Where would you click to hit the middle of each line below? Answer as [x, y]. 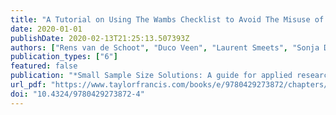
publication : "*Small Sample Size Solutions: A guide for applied [151, 76]
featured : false [44, 66]
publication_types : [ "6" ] [64, 57]
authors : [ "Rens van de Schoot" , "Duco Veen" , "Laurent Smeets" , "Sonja [165, 47]
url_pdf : [28, 85]
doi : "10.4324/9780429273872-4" [77, 94]
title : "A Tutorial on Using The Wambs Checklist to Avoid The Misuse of [167, 19]
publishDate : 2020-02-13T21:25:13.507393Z [100, 38]
